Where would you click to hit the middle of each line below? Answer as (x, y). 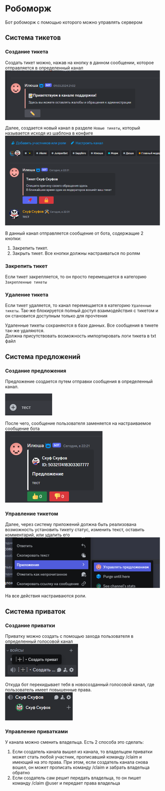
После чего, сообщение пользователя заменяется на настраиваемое (78, 423)
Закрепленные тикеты (26, 282)
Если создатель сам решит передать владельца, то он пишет (77, 778)
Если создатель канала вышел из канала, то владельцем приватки (82, 752)
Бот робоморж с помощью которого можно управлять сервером (74, 22)
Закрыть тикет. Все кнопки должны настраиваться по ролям (76, 253)
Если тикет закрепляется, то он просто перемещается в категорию (76, 276)
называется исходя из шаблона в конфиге (49, 133)
